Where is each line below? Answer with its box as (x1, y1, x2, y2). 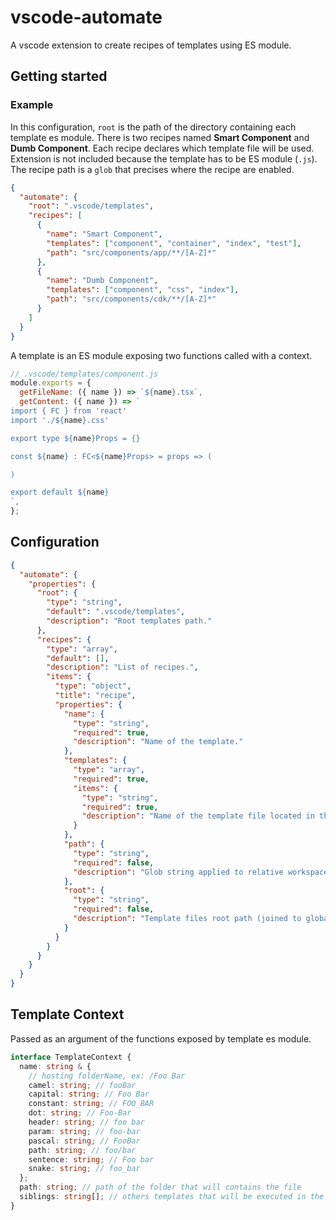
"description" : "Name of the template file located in (81, 811, 315, 821)
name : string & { (19, 1061, 92, 1071)
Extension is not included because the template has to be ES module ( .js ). (10, 152, 318, 165)
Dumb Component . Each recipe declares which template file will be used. (10, 142, 315, 154)
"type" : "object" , (54, 681, 132, 691)
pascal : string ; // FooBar (28, 1136, 141, 1146)
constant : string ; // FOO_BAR (28, 1099, 155, 1109)
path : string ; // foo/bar (28, 1145, 137, 1155)
